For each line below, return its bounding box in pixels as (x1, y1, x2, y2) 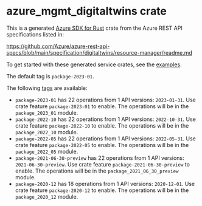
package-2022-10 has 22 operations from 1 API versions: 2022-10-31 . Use (15, 115, 196, 123)
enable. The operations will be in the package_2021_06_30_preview (15, 167, 179, 174)
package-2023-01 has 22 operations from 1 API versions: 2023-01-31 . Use (15, 96, 196, 103)
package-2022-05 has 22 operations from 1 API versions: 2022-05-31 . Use (15, 135, 196, 142)
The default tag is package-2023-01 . (6, 72, 94, 80)
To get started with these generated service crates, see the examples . (6, 61, 182, 68)
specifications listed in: (6, 30, 64, 38)
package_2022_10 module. (15, 128, 78, 136)
